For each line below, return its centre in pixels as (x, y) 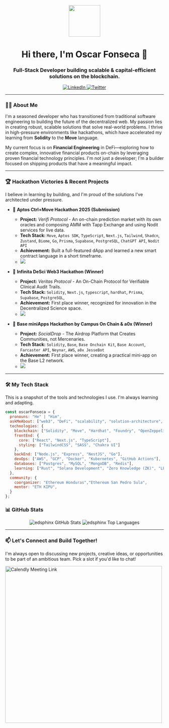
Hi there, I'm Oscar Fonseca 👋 (84, 54)
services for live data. (43, 230)
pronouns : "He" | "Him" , (36, 417)
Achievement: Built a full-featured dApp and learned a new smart (88, 251)
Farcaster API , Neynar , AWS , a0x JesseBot (62, 350)
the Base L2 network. (42, 360)
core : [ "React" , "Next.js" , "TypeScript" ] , (65, 440)
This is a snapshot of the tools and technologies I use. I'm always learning (82, 397)
